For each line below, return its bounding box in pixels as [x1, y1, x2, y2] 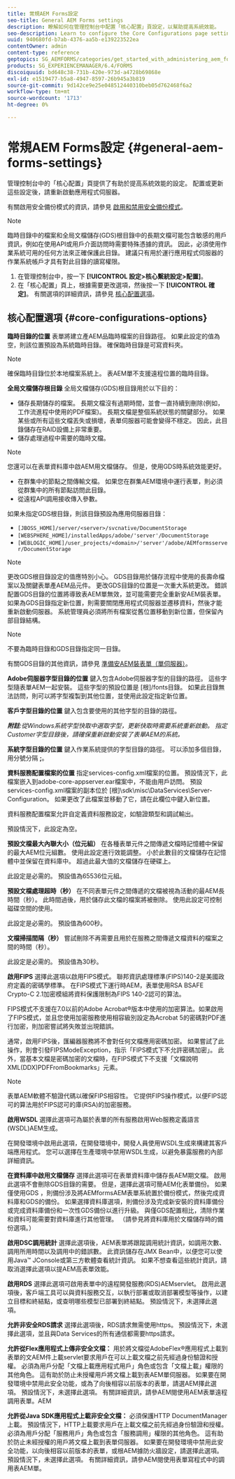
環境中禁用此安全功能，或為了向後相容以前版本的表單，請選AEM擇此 [13, 1379, 211, 1387]
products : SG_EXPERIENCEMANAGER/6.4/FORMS [7, 62, 133, 69]
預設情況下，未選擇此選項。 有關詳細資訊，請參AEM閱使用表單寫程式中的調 [7, 1455, 225, 1464]
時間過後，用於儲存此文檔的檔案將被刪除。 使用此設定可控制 [48, 895, 222, 903]
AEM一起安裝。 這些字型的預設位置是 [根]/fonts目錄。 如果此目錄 [31, 683, 219, 691]
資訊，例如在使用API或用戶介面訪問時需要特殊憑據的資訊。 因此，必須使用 [7, 239, 222, 248]
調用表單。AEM [7, 1396, 52, 1405]
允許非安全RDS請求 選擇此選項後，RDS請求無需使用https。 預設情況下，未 [7, 1320, 222, 1329]
